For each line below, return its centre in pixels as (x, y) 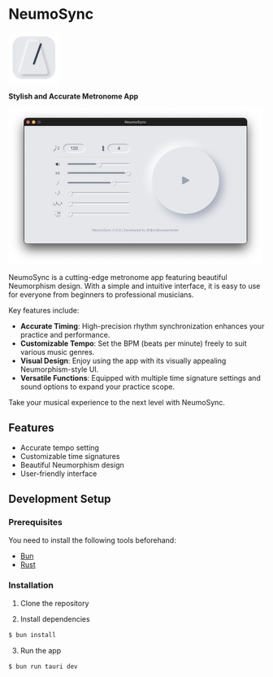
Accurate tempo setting (60, 448)
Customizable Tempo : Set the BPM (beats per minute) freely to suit (133, 343)
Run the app (41, 650)
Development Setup (60, 499)
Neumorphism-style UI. (59, 369)
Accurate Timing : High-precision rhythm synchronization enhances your (142, 326)
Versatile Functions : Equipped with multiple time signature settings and (141, 378)
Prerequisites (35, 522)
